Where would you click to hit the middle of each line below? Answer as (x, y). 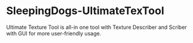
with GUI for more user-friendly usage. (54, 33)
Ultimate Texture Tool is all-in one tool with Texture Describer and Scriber (96, 27)
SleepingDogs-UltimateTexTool (85, 11)
